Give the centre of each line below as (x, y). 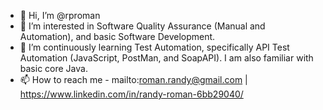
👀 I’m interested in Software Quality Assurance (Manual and (142, 26)
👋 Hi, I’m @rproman (60, 15)
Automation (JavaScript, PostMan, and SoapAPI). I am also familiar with (166, 58)
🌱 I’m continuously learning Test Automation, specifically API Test (154, 47)
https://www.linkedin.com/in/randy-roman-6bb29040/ (131, 94)
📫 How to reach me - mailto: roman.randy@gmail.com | (133, 79)
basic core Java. (53, 68)
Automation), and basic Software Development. (117, 36)
